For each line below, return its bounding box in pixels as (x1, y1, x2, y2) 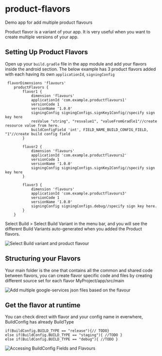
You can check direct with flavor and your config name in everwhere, (5, 314, 143, 320)
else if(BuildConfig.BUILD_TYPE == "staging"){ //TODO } (5, 333, 123, 338)
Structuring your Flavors (5, 255, 81, 263)
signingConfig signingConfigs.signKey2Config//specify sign (31, 165, 155, 170)
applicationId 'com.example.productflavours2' (31, 153, 127, 158)
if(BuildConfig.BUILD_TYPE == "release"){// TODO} (5, 328, 110, 333)
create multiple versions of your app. (5, 34, 79, 40)
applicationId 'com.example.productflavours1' (31, 97, 127, 102)
